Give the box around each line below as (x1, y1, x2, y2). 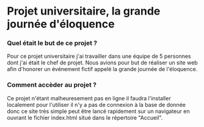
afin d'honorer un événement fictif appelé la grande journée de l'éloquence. (7, 66, 198, 73)
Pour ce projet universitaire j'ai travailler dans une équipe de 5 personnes (7, 53, 191, 60)
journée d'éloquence (7, 17, 115, 31)
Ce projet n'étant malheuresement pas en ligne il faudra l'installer (7, 94, 172, 101)
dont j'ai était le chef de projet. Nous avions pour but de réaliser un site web (7, 59, 198, 66)
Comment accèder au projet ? (7, 81, 97, 89)
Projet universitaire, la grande (7, 4, 161, 18)
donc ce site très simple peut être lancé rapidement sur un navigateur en (7, 108, 190, 115)
